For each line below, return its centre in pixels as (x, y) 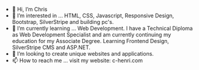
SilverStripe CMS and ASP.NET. (51, 47)
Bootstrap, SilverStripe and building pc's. (63, 22)
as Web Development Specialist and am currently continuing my (91, 35)
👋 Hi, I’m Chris (30, 9)
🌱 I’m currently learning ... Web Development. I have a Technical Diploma (102, 28)
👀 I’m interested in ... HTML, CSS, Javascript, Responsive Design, (93, 16)
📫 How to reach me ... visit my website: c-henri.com (77, 60)
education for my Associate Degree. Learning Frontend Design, (90, 41)
